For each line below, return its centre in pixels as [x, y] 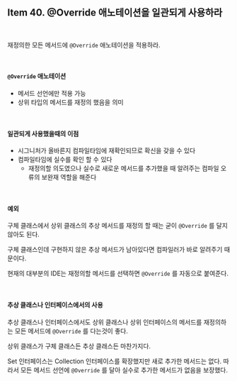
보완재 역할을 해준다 [69, 177]
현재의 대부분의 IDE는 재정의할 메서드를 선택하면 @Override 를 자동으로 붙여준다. [118, 274]
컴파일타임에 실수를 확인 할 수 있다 [65, 160]
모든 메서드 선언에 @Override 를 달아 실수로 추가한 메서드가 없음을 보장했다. [124, 370]
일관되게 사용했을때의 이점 [43, 133]
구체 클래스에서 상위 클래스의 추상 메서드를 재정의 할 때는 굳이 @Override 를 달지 [118, 226]
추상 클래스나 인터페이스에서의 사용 [56, 305]
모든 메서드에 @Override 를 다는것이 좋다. [71, 331]
